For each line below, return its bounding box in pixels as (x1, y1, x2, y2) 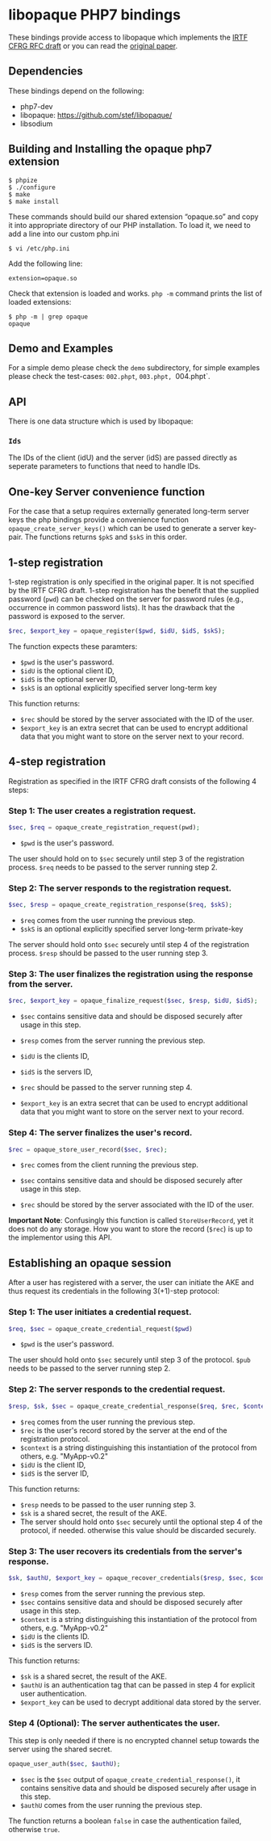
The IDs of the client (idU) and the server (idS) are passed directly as (8, 453, 238, 462)
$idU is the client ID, (19, 1460, 86, 1469)
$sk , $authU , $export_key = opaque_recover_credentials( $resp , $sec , (8, 1573, 248, 1582)
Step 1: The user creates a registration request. (8, 805, 196, 816)
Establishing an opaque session (8, 1256, 172, 1270)
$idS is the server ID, (19, 1468, 90, 1478)
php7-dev (19, 101, 53, 111)
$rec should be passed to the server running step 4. (19, 1083, 193, 1093)
